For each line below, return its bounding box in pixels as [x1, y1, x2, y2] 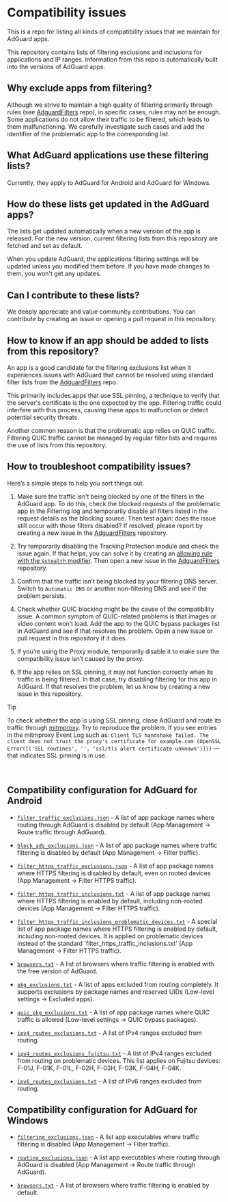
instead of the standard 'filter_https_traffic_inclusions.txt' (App [16, 939, 193, 947]
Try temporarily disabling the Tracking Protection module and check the [16, 542, 220, 550]
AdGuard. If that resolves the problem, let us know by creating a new [16, 682, 210, 690]
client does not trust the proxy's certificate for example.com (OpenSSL [7, 738, 222, 744]
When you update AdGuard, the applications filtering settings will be [7, 255, 199, 263]
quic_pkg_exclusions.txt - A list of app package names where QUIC [16, 1008, 210, 1016]
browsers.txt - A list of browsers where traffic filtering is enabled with [16, 960, 214, 968]
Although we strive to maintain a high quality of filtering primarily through [7, 101, 213, 109]
